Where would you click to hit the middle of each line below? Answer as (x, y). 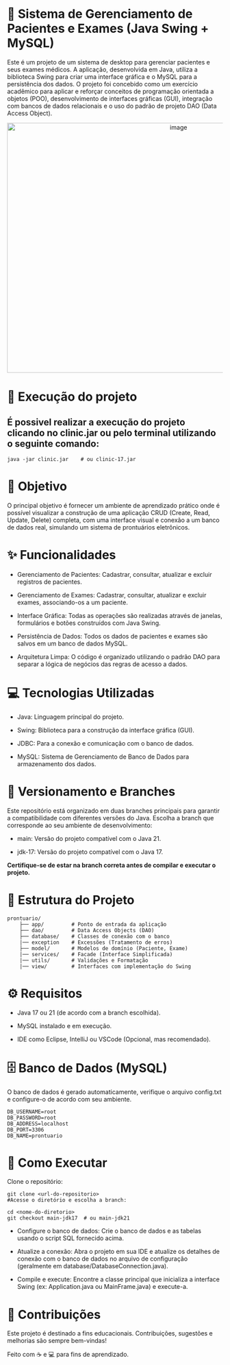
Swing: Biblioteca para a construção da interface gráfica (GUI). (106, 730)
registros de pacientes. (49, 582)
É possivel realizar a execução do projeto (96, 422)
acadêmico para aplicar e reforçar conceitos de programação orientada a (111, 91)
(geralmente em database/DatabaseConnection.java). (93, 1266)
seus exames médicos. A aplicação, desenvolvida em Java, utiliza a (103, 69)
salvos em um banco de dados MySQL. (72, 643)
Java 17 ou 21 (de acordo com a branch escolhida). (89, 1012)
